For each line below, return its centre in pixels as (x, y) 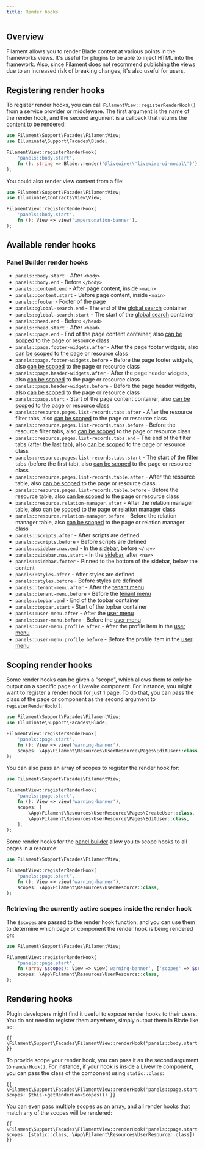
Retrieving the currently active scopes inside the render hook (99, 909)
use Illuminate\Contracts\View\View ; (54, 198)
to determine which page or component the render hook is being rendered (100, 928)
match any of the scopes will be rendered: (59, 1112)
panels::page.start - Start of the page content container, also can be (103, 399)
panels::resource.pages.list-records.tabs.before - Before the (95, 425)
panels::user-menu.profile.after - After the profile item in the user (100, 626)
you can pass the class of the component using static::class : (85, 1073)
